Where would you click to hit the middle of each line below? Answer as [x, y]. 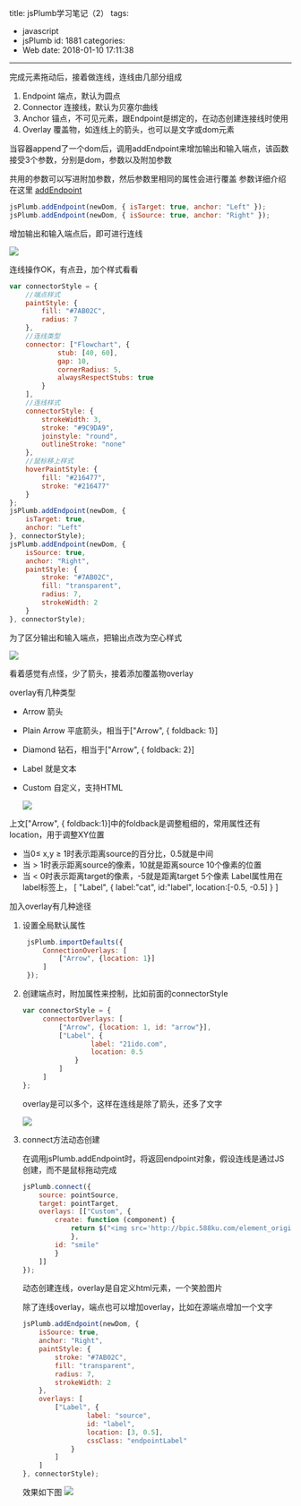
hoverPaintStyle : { [62, 469]
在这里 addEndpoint [46, 190]
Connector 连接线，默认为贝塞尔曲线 [90, 107]
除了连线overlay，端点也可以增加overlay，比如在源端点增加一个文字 [147, 1307]
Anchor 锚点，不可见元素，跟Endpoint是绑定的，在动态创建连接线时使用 [155, 118]
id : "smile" [77, 1245]
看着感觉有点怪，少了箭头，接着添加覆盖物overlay [102, 673]
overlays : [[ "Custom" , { [85, 1211]
